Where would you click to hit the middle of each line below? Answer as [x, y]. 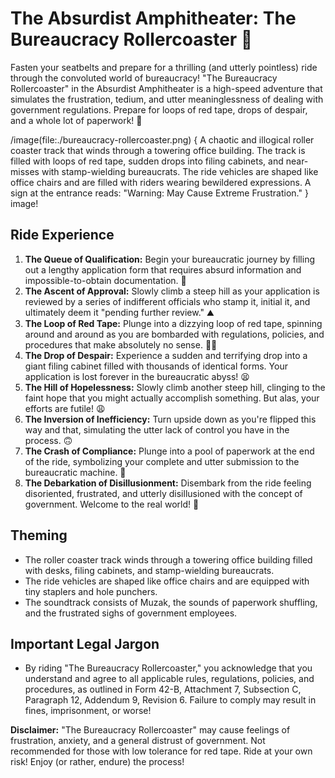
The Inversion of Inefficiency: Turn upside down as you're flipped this [170, 419]
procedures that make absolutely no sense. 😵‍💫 [121, 344]
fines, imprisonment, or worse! [88, 711]
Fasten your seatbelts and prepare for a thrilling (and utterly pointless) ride [164, 67]
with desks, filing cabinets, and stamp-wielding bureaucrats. [149, 570]
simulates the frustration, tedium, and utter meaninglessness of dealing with [167, 99]
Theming [39, 535]
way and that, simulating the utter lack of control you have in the [157, 429]
